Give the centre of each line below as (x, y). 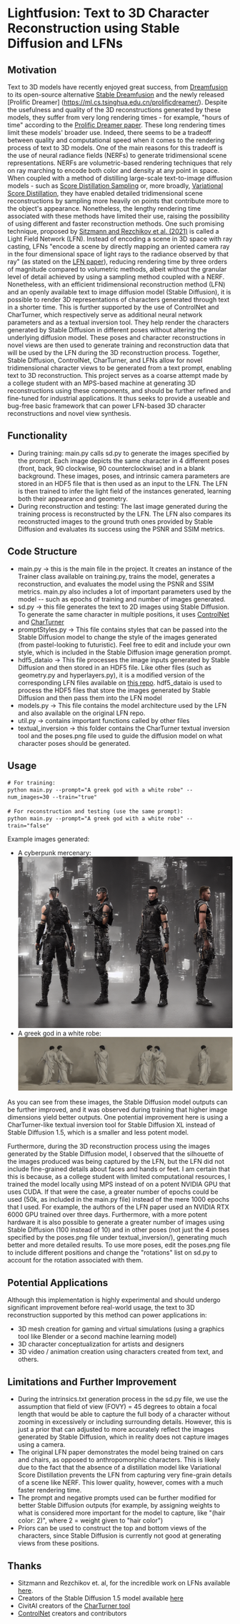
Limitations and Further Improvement (92, 1381)
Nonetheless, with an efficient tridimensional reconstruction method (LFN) (116, 284)
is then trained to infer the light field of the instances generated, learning (124, 491)
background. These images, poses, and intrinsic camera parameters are (124, 476)
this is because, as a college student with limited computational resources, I (119, 1177)
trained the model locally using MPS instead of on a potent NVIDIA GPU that (119, 1185)
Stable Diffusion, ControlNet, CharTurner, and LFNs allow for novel (105, 360)
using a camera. (41, 1445)
